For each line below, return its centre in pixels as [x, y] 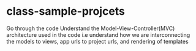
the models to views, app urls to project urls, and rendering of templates [97, 41]
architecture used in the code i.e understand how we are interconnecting [98, 34]
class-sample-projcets [66, 11]
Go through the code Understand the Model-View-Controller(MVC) [91, 28]
